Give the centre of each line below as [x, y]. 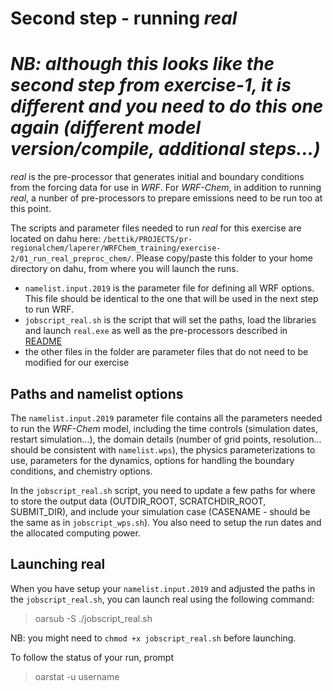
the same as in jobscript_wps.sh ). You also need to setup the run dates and [166, 522]
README [43, 341]
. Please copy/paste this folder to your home [222, 258]
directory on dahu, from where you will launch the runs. [124, 269]
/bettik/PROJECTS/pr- [148, 240]
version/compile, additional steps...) [165, 149]
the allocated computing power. [75, 533]
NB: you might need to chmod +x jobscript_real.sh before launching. [153, 638]
